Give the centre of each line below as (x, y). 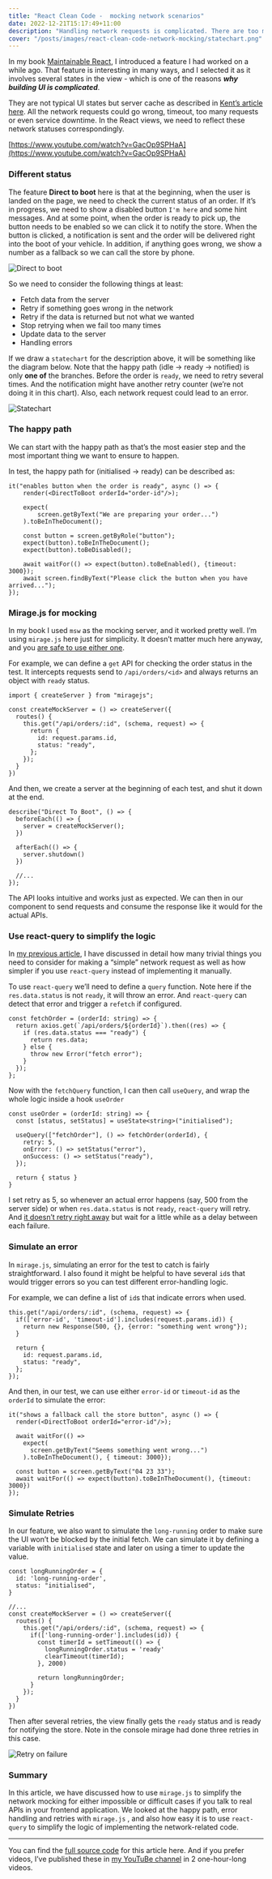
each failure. (29, 1226)
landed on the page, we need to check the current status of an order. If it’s (132, 200)
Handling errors (46, 342)
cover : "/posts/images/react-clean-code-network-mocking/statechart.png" (136, 39)
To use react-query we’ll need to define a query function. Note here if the (130, 987)
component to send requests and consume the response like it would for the (136, 907)
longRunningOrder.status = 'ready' (104, 1650)
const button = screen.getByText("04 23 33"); (96, 1471)
